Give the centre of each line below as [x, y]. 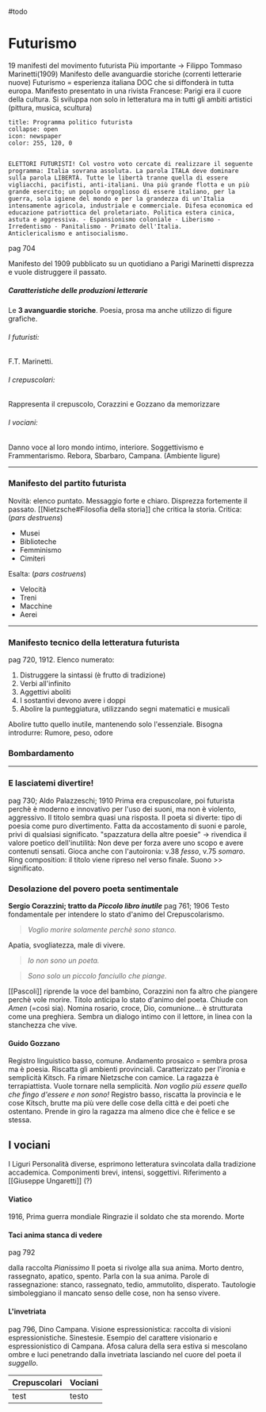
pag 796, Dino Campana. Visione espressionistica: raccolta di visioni [120, 1329]
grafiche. [23, 318]
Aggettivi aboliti [45, 692]
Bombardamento [41, 754]
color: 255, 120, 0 [40, 143]
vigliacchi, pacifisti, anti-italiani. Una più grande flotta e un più [129, 185]
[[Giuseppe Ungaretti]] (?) [50, 1181]
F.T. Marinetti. [31, 361]
